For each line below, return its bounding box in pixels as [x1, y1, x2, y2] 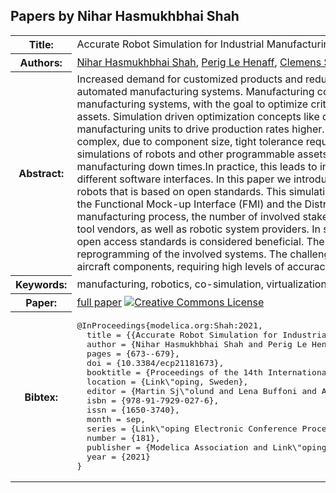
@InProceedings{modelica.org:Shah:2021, [76, 320, 263, 331]
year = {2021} [86, 452, 151, 463]
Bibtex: [24, 390, 58, 404]
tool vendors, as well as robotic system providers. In [76, 222, 321, 236]
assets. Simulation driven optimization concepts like [76, 110, 320, 124]
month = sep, [86, 414, 146, 425]
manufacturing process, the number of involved [76, 210, 301, 224]
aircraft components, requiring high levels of [76, 260, 285, 274]
